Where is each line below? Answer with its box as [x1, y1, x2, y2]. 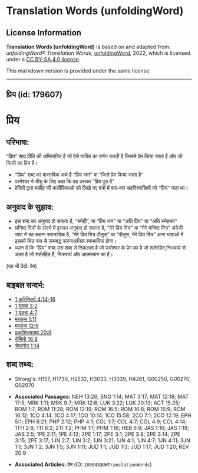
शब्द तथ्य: [6, 360, 34, 370]
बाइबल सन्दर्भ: [6, 280, 45, 290]
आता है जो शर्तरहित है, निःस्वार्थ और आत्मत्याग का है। [14, 251, 114, 258]
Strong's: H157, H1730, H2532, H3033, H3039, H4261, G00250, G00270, [14, 375, 192, 382]
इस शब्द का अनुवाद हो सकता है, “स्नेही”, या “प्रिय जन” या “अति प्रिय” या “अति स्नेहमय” [14, 218, 178, 225]
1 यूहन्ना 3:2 [14, 303, 38, 310]
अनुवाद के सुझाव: [6, 202, 54, 212]
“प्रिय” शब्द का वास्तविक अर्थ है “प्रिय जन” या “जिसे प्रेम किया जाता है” [14, 171, 143, 178]
